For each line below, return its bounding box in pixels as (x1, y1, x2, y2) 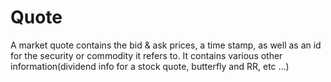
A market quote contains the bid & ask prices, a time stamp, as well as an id (10, 39, 322, 51)
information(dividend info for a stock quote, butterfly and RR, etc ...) (10, 60, 290, 72)
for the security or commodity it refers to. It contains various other (10, 49, 283, 61)
